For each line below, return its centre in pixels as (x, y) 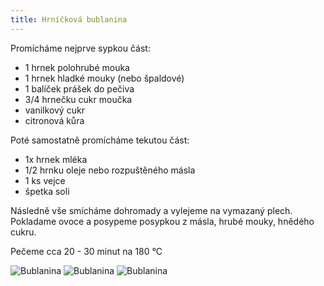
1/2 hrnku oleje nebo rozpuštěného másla (110, 170)
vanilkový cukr (54, 110)
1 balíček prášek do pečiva (79, 88)
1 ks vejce (45, 180)
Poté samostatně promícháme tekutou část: (100, 140)
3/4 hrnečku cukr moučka (78, 99)
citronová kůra (54, 120)
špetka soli (47, 191)
